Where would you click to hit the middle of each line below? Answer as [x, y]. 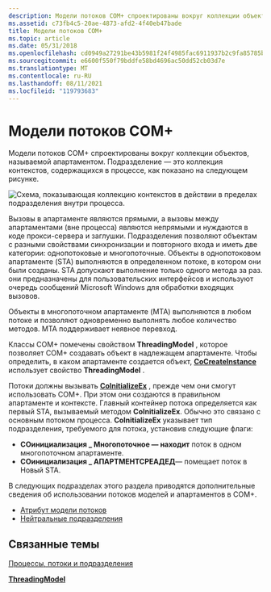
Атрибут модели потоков [63, 510]
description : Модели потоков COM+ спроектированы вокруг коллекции [124, 16]
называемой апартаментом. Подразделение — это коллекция [116, 162]
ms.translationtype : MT [48, 69]
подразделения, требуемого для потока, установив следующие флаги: [131, 429]
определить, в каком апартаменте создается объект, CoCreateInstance [132, 362]
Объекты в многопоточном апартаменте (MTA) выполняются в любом [130, 312]
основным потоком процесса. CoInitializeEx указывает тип [110, 420]
